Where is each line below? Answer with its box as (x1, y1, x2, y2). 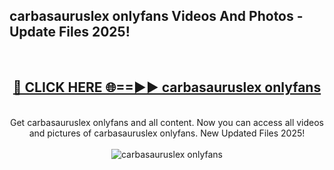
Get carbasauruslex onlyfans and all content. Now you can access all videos (10, 116, 324, 128)
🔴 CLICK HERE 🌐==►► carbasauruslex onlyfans (12, 79, 322, 96)
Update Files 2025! (9, 24, 131, 41)
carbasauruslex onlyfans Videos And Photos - (9, 8, 304, 25)
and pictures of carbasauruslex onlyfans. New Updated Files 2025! (28, 127, 306, 139)
